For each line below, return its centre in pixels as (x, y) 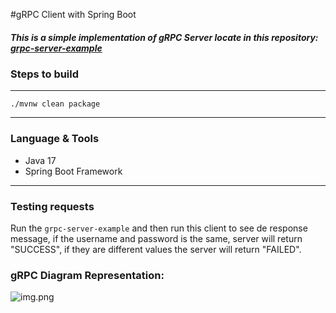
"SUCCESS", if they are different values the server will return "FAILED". (156, 249)
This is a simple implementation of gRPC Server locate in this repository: (164, 37)
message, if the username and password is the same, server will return (156, 238)
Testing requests (52, 206)
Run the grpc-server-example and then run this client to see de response (159, 228)
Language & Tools (55, 139)
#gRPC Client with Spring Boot (73, 14)
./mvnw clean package (55, 104)
